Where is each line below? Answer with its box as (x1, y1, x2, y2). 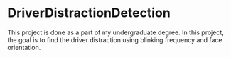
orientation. (7, 43, 41, 51)
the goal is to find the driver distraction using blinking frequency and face (7, 35, 222, 44)
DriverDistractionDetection (7, 5, 171, 21)
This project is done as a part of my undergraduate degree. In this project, (7, 28, 224, 37)
